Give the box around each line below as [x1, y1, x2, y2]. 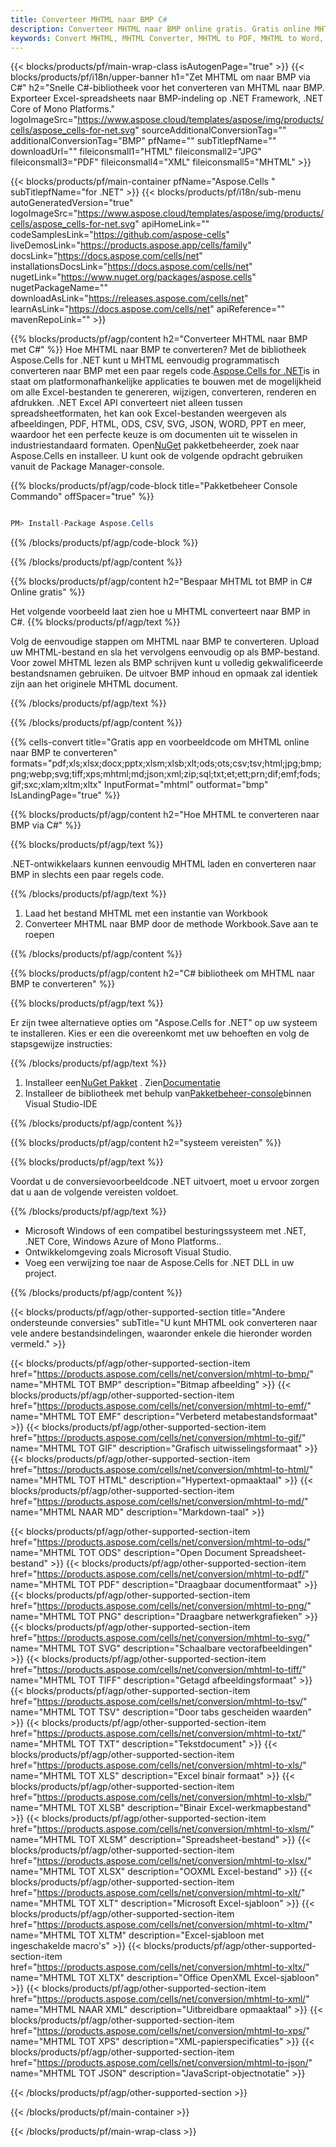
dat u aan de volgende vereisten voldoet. [10, 1186, 179, 1198]
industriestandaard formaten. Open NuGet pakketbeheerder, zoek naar [10, 439, 300, 451]
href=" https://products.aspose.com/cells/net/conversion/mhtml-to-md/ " [10, 1496, 309, 1508]
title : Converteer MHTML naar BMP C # [10, 14, 168, 25]
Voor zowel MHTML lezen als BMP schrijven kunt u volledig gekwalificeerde [10, 657, 323, 669]
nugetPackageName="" [10, 282, 109, 294]
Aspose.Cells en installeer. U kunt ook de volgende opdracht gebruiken [10, 450, 303, 462]
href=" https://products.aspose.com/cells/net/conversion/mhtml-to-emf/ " [10, 1400, 312, 1412]
